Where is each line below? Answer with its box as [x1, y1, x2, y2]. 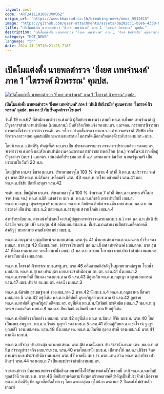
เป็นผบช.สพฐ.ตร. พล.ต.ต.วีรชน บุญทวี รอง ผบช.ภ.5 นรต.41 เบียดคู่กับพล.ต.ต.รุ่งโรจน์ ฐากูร [5, 320, 153, 327]
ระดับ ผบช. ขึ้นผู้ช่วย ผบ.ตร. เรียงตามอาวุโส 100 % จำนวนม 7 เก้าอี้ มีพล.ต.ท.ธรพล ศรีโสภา [5, 190, 154, 196]
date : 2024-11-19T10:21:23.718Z [5, 43, 71, 48]
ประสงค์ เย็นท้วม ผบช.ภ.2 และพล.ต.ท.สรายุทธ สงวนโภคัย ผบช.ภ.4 [5, 206, 114, 212]
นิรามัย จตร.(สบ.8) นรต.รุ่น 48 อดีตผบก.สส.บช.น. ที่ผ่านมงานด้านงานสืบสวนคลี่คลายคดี [5, 221, 147, 227]
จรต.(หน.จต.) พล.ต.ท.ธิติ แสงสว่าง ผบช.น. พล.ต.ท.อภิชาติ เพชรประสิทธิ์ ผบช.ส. [5, 195, 134, 201]
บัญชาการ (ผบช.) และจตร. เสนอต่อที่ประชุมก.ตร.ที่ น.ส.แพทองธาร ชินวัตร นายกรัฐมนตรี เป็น [5, 154, 153, 159]
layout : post [5, 7, 32, 12]
